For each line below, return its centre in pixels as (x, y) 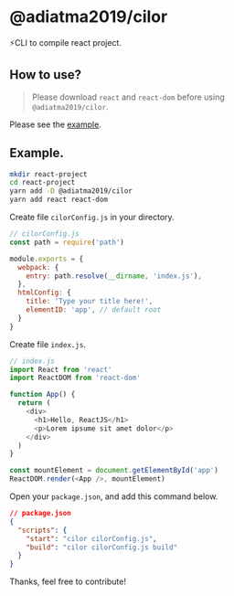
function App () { (43, 395)
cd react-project (43, 183)
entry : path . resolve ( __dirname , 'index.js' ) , (114, 276)
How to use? (46, 75)
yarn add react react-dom (58, 200)
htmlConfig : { (44, 293)
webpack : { (38, 267)
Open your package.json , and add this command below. (114, 496)
